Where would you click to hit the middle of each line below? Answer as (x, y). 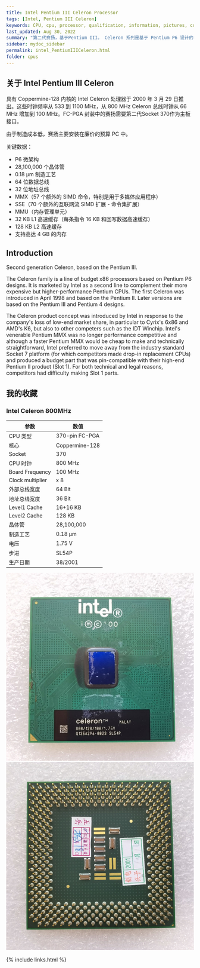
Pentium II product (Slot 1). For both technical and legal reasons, (85, 367)
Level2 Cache (26, 516)
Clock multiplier (28, 480)
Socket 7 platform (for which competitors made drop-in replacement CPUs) (99, 354)
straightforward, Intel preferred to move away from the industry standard (95, 348)
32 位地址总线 (32, 189)
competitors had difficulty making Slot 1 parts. (62, 373)
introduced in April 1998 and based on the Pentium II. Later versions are (94, 298)
